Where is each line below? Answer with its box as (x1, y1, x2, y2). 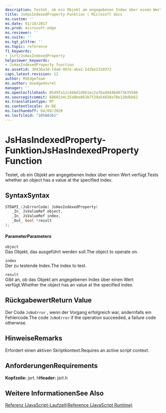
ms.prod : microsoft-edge (5, 26, 56, 31)
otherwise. (5, 320, 27, 325)
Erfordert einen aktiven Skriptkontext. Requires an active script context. (5, 347, 150, 353)
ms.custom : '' (5, 16, 35, 21)
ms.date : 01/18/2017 (5, 21, 48, 26)
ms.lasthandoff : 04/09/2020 (5, 108, 63, 114)
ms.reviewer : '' (5, 30, 39, 35)
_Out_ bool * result (11, 218, 52, 223)
